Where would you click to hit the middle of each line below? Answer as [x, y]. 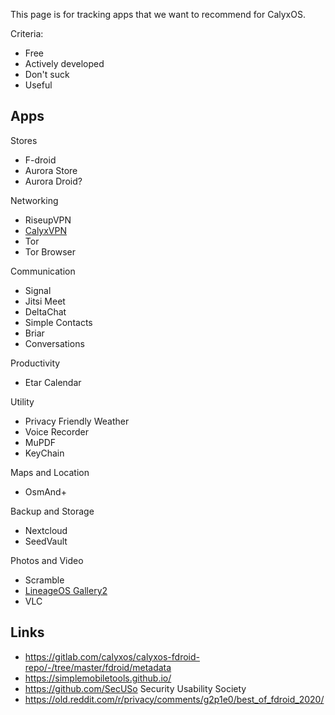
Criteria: [27, 33]
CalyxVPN [46, 230]
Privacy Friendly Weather [77, 421]
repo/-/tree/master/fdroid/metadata [98, 667]
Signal [38, 290]
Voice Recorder [57, 431]
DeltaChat [45, 311]
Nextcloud [46, 530]
